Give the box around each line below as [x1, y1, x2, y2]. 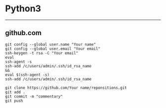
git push [5, 98, 23, 103]
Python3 [5, 3, 41, 14]
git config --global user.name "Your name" [5, 42, 96, 47]
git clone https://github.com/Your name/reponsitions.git [5, 85, 127, 90]
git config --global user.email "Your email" [5, 46, 100, 51]
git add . [5, 90, 26, 95]
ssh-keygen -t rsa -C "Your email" [5, 51, 79, 55]
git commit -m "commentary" [5, 94, 63, 99]
